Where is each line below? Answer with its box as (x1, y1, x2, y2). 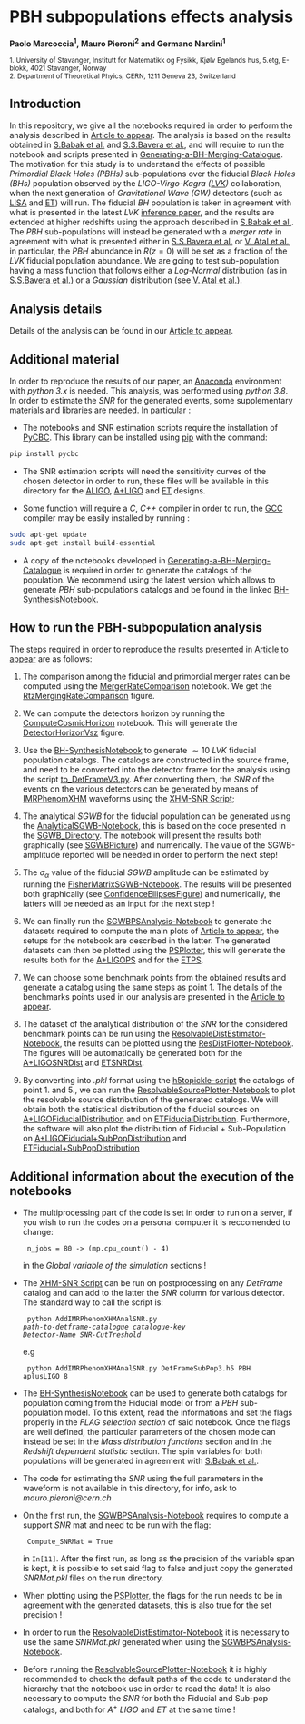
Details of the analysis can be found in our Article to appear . (9, 325, 234, 336)
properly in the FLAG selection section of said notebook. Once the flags (22, 1417, 290, 1428)
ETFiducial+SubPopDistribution (22, 1142, 141, 1153)
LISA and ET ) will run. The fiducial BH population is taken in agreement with (9, 197, 292, 208)
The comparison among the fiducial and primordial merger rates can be (22, 671, 290, 683)
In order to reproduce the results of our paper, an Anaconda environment (9, 375, 282, 387)
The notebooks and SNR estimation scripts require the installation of (22, 423, 279, 433)
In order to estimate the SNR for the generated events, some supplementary (9, 395, 293, 406)
